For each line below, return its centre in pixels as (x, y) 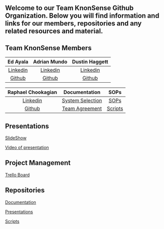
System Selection (82, 100)
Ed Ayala (18, 62)
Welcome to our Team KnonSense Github (69, 8)
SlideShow (16, 138)
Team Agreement (82, 109)
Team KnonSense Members (48, 48)
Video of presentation (27, 148)
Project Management (38, 163)
